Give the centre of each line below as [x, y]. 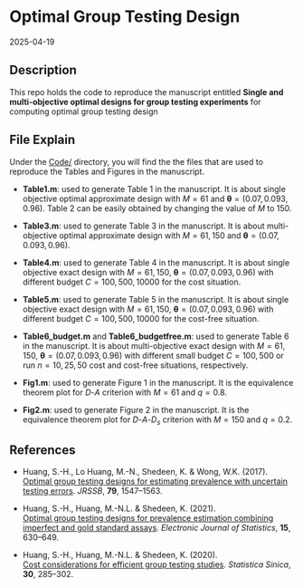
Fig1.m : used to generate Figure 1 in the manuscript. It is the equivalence [158, 382]
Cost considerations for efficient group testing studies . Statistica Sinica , [156, 564]
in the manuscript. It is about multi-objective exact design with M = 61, [154, 345]
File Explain [43, 140]
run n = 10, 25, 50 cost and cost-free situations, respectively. [135, 365]
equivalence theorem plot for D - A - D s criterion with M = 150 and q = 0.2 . [157, 420]
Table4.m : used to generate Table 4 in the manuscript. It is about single [156, 262]
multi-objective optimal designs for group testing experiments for [135, 101]
